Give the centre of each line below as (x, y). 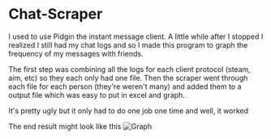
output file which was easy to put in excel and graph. (97, 95)
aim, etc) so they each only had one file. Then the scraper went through (128, 78)
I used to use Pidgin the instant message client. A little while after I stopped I (136, 36)
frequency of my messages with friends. (76, 53)
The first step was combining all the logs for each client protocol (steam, (130, 69)
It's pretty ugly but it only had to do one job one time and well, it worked (129, 111)
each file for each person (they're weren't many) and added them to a (125, 86)
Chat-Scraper (56, 14)
